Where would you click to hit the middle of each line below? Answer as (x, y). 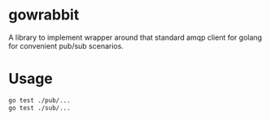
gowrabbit (44, 15)
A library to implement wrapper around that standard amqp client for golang (135, 37)
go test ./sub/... (39, 108)
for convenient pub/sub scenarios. (66, 45)
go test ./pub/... (39, 100)
